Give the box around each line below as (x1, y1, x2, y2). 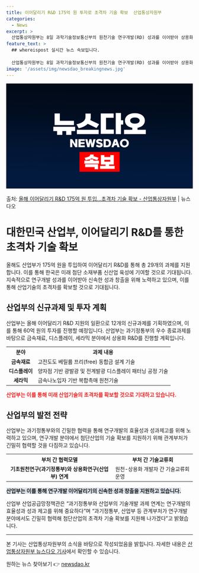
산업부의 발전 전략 (6, 410, 68, 420)
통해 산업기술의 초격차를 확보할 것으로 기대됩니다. (6, 283, 120, 290)
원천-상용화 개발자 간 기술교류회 (115, 466, 190, 473)
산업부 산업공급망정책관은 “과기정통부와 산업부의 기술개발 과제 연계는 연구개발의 (6, 499, 191, 507)
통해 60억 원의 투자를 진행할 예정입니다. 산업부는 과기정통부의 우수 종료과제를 (12, 327, 191, 334)
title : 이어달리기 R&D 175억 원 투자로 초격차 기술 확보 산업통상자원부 (6, 10, 162, 15)
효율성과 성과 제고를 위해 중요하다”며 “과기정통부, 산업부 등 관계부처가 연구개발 (6, 507, 188, 514)
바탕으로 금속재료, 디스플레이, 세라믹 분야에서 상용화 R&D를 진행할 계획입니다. (6, 334, 185, 341)
